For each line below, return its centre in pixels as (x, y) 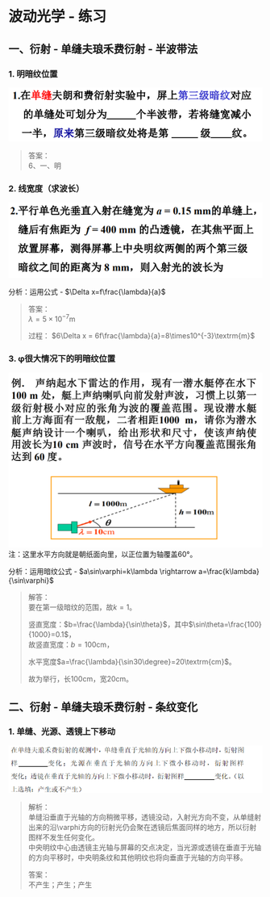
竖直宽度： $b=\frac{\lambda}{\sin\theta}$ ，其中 (108, 625)
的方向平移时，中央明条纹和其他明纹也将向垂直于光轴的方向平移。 (137, 857)
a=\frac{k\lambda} (229, 572)
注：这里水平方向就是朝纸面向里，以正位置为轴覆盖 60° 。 (103, 555)
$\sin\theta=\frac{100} (225, 625)
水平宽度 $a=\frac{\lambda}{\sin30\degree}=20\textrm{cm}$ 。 (132, 662)
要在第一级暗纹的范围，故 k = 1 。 (82, 607)
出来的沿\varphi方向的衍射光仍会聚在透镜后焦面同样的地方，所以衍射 (142, 828)
